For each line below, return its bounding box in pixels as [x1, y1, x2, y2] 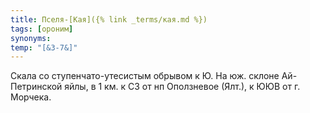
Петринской [10, 81, 63, 93]
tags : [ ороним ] [10, 24, 74, 34]
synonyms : [10, 33, 52, 43]
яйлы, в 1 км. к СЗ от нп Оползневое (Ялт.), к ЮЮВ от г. [64, 81, 301, 93]
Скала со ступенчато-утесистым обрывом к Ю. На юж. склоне [10, 70, 280, 82]
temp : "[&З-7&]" [10, 42, 78, 53]
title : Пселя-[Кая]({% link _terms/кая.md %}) [10, 14, 208, 25]
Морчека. [10, 91, 52, 103]
